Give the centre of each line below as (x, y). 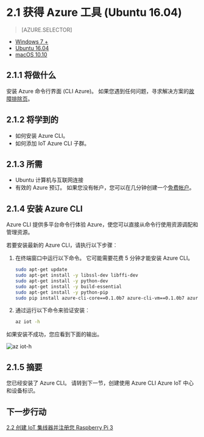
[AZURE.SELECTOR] (47, 30)
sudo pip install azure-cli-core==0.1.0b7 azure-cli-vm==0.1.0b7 (100, 298)
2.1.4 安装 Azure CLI (45, 209)
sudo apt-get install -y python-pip (62, 292)
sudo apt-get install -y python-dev (62, 281)
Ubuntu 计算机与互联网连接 (49, 180)
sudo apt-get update (41, 270)
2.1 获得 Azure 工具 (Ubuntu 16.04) (94, 12)
